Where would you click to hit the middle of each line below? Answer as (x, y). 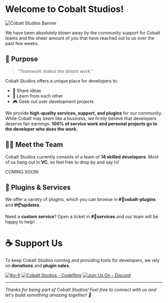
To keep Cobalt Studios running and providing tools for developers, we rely (82, 260)
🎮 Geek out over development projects (53, 101)
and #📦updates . (23, 205)
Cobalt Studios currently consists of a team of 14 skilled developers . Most (82, 156)
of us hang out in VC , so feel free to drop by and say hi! (62, 162)
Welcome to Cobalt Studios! (64, 9)
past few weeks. (22, 43)
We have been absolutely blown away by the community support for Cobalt (83, 32)
